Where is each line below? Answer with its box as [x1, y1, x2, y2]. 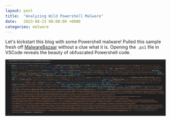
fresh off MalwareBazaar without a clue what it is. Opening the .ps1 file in [5, 44, 159, 50]
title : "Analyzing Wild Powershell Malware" [5, 13, 103, 19]
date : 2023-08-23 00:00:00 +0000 [5, 19, 81, 24]
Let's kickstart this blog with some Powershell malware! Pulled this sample [5, 38, 161, 45]
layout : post [5, 8, 33, 13]
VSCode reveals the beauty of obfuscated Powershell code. [5, 50, 131, 56]
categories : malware [5, 24, 49, 29]
